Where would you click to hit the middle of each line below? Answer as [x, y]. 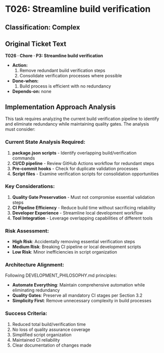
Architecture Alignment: [35, 265]
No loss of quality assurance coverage [51, 329]
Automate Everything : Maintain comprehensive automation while [79, 285]
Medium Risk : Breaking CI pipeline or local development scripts [77, 247]
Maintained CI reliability [36, 340]
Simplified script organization [42, 335]
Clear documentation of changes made [52, 345]
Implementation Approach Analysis [61, 107]
